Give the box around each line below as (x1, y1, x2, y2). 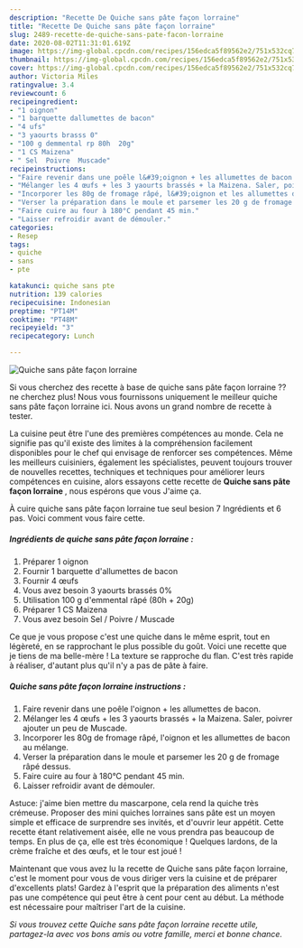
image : (9, 47, 34, 56)
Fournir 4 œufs (22, 575, 79, 586)
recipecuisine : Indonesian (9, 298, 111, 307)
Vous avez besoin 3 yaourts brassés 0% (22, 584, 173, 596)
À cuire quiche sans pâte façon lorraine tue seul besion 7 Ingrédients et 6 (9, 503, 282, 514)
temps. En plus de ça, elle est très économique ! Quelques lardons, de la (9, 836, 278, 847)
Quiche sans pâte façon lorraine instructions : (9, 681, 187, 692)
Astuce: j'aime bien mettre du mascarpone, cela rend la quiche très (9, 797, 259, 808)
